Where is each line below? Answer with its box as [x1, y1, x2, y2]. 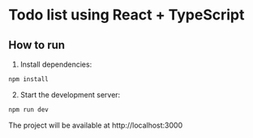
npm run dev [8, 106, 49, 114]
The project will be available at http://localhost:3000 [8, 120, 183, 130]
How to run [8, 38, 66, 52]
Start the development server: [19, 89, 121, 99]
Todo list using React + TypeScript [8, 6, 245, 24]
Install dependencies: [19, 59, 92, 69]
